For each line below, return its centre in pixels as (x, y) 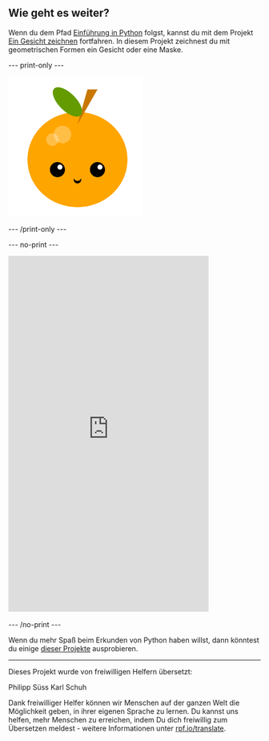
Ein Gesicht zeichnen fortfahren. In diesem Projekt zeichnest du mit (119, 41)
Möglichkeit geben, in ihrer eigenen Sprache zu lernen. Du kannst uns (123, 711)
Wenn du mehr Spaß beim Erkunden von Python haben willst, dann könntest (134, 640)
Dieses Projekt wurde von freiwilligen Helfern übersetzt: (100, 671)
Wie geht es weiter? (59, 13)
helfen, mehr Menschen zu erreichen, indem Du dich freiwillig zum (118, 719)
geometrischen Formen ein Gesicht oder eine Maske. (96, 49)
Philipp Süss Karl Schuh (48, 687)
